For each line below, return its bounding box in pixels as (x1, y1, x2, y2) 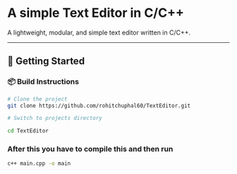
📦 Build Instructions (7, 77, 80, 87)
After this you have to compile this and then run (7, 144, 174, 154)
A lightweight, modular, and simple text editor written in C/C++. (7, 28, 191, 37)
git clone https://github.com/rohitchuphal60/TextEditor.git (7, 102, 191, 109)
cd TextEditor (7, 128, 49, 135)
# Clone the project (7, 95, 68, 103)
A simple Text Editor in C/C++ (7, 5, 185, 21)
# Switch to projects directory (7, 115, 102, 122)
